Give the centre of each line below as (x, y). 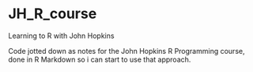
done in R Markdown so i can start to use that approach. (100, 59)
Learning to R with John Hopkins (61, 36)
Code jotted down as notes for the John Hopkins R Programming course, (126, 51)
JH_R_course (53, 14)
